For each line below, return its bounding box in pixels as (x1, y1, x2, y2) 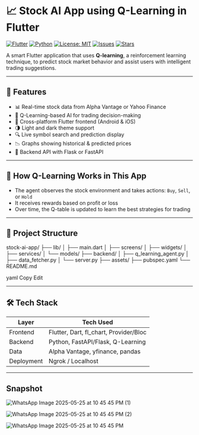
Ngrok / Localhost (48, 357, 99, 365)
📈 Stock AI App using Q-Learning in (6, 4, 187, 18)
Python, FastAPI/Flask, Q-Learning (48, 338, 146, 346)
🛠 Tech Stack (6, 298, 58, 308)
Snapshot (6, 384, 43, 394)
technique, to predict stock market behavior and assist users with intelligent (6, 58, 191, 65)
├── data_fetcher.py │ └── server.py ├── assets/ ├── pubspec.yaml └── (6, 256, 191, 263)
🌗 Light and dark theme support (14, 124, 95, 131)
